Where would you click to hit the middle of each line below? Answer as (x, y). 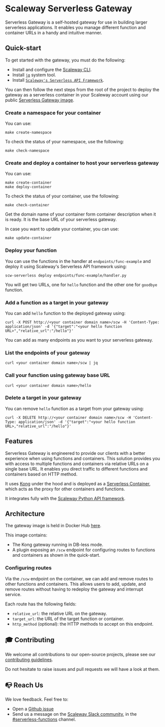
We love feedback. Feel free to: (37, 699)
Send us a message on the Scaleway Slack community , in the (74, 714)
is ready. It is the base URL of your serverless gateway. (61, 220)
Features (19, 441)
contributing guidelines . (29, 660)
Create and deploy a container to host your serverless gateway (82, 163)
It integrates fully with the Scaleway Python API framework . (65, 498)
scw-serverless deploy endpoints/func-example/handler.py (66, 275)
